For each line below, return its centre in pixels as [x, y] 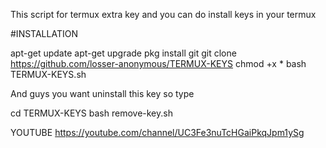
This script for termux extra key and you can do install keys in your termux [163, 14]
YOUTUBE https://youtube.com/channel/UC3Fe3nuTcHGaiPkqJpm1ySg [157, 132]
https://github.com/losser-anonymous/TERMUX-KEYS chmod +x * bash [158, 63]
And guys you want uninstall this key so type [102, 93]
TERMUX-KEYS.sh [48, 74]
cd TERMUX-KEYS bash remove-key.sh [91, 113]
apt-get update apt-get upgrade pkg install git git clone [123, 53]
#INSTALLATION [44, 33]
